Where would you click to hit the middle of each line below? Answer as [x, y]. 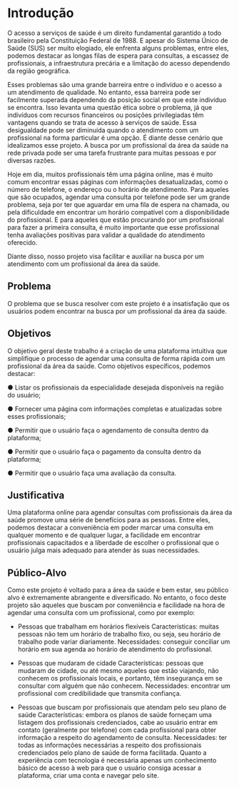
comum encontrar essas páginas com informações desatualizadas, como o [118, 182]
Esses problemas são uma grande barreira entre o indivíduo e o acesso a [115, 84]
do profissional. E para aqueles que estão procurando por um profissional [116, 220]
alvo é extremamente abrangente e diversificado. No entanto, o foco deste [117, 598]
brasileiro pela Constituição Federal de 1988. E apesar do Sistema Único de [118, 40]
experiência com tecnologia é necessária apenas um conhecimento [117, 761]
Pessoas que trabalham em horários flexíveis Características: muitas [118, 626]
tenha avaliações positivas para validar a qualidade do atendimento [106, 235]
